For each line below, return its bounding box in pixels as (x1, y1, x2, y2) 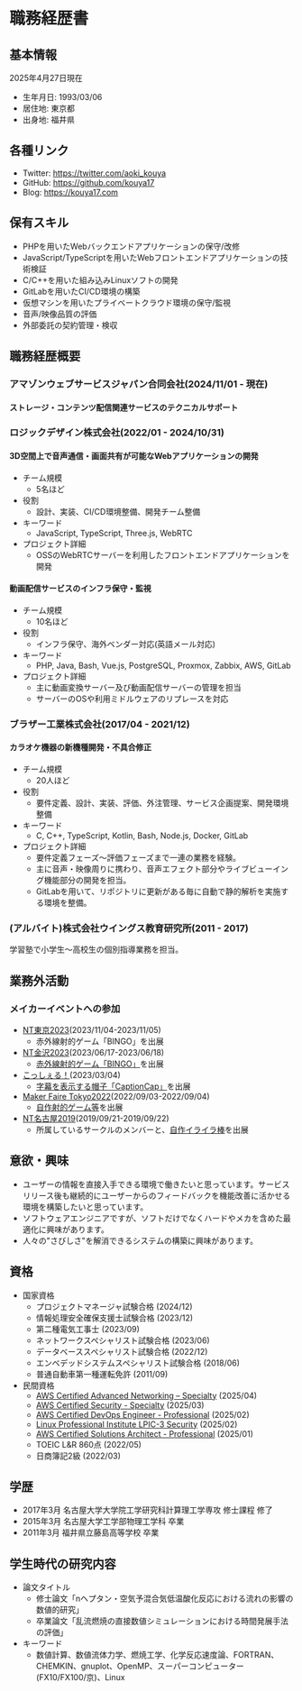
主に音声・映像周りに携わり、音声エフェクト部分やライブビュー (35, 863, 273, 874)
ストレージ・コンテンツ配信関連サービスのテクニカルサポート (9, 402, 239, 413)
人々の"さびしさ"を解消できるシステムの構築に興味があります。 (22, 1235, 259, 1246)
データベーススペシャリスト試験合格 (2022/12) (35, 1346, 208, 1357)
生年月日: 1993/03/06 (22, 92, 103, 102)
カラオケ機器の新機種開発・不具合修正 (9, 742, 151, 753)
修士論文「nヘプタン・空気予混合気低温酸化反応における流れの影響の (35, 1593, 294, 1604)
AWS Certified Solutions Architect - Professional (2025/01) (35, 1428, 254, 1439)
